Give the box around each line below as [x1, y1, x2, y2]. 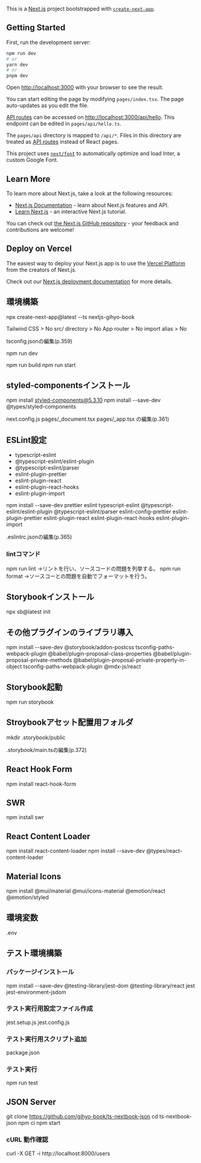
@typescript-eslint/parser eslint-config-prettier [54, 508, 171, 516]
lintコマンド [6, 550, 41, 559]
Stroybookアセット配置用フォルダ [6, 718, 134, 728]
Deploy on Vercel [6, 244, 72, 254]
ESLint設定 [6, 435, 47, 445]
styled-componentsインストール [6, 380, 130, 390]
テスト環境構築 [6, 948, 62, 959]
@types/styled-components [6, 403, 77, 410]
